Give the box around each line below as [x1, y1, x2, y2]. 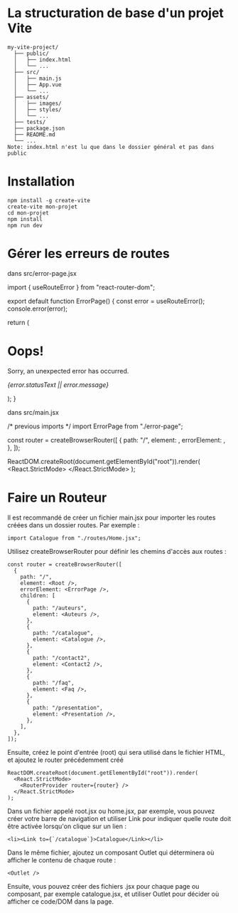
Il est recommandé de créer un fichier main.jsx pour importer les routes [7, 513, 216, 522]
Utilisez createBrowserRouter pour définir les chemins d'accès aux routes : [7, 547, 227, 555]
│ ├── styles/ [13, 105, 62, 113]
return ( [7, 318, 30, 326]
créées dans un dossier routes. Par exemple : [7, 520, 140, 529]
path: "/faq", [33, 679, 75, 686]
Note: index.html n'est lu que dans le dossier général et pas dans [7, 143, 215, 150]
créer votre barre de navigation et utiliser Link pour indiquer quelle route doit [7, 814, 232, 822]
